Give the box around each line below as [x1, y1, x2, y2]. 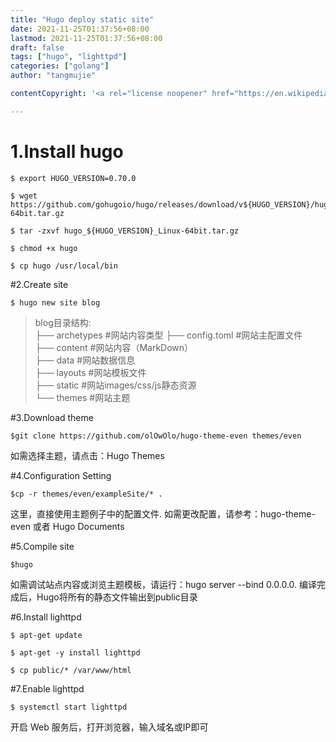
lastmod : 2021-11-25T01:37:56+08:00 [10, 33, 163, 43]
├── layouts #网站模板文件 [34, 366, 147, 378]
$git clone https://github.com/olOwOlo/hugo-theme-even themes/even [10, 431, 302, 441]
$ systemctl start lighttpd [10, 702, 128, 712]
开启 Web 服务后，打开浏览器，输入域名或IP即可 [10, 721, 209, 733]
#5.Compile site [10, 540, 75, 552]
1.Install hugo [10, 140, 124, 163]
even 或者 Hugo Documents [10, 520, 125, 532]
